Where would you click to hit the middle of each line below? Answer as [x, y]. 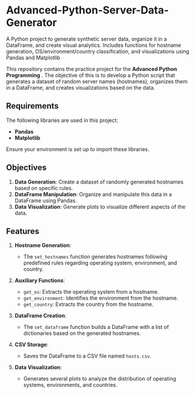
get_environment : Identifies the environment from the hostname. [101, 298]
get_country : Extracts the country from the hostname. [88, 304]
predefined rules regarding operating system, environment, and [100, 263]
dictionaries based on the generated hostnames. [82, 333]
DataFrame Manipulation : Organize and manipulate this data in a [93, 194]
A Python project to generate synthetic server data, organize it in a [87, 39]
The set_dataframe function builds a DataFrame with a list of [96, 327]
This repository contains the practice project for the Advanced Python [92, 69]
